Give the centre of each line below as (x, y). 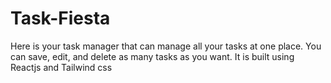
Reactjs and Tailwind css (61, 67)
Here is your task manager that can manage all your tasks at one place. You (166, 46)
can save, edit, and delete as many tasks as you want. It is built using (152, 56)
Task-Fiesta (60, 18)
